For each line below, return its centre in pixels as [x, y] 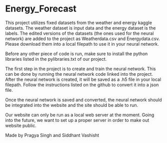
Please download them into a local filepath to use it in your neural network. [82, 44]
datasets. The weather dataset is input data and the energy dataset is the [80, 28]
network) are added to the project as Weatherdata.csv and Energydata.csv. [82, 39]
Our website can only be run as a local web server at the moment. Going [80, 115]
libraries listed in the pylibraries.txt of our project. [56, 59]
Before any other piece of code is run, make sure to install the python [76, 54]
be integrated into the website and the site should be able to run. [72, 105]
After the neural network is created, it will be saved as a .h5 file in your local [83, 79]
